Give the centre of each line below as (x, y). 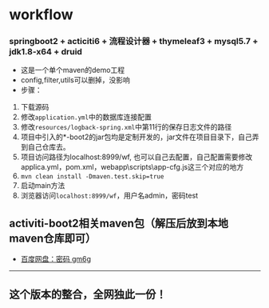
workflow (41, 15)
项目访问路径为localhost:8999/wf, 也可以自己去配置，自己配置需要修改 (136, 157)
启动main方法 (43, 186)
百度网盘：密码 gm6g (55, 259)
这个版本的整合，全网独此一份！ (88, 294)
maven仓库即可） (53, 238)
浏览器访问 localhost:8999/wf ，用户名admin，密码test (109, 196)
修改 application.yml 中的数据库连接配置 (86, 117)
